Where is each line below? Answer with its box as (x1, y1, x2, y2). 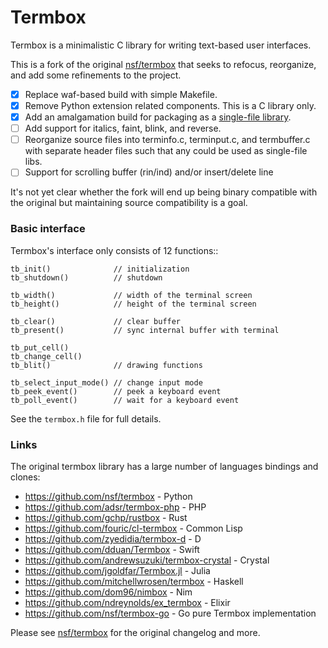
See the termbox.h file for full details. (10, 412, 162, 425)
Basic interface (10, 222, 86, 236)
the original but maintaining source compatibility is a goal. (10, 197, 248, 209)
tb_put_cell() (10, 342, 70, 353)
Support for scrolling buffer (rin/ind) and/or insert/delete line (24, 166, 274, 178)
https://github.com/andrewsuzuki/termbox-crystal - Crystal (24, 554, 270, 566)
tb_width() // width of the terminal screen (10, 290, 253, 300)
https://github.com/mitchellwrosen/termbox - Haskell (24, 575, 244, 587)
